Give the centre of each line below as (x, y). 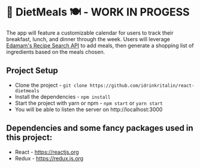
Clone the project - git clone (51, 85)
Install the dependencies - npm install (63, 96)
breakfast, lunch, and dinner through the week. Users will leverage (88, 39)
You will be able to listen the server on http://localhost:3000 (89, 109)
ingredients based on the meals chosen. (56, 51)
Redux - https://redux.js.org (49, 158)
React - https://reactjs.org (47, 152)
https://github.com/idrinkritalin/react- (142, 85)
